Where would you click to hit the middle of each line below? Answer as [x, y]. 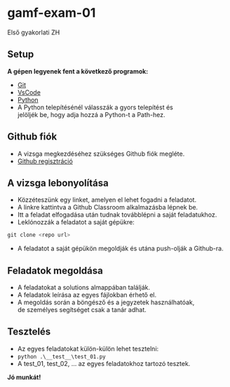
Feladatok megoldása [55, 270]
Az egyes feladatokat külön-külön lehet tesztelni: [88, 348]
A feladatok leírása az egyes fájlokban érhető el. [87, 295]
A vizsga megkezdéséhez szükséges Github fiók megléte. [101, 154]
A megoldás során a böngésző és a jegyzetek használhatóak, [106, 302]
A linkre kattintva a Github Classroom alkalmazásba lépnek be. [108, 208]
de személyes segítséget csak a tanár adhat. [82, 310]
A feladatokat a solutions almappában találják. [84, 287]
